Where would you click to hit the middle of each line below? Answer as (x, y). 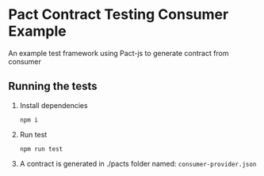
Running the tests (53, 86)
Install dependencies (54, 105)
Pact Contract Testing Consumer (119, 15)
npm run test (41, 149)
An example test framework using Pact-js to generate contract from (119, 53)
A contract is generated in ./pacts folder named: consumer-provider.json (138, 163)
